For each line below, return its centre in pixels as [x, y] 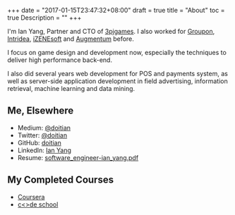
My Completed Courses [61, 180]
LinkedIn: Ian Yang [44, 150]
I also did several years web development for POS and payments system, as [117, 74]
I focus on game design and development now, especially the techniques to [117, 53]
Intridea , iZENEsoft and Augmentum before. [71, 39]
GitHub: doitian [39, 142]
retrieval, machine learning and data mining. [71, 88]
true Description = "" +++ [44, 18]
